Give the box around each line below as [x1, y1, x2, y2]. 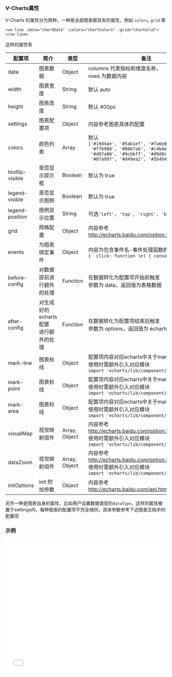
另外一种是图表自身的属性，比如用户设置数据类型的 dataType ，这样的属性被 [5, 500, 163, 506]
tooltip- [8, 168, 27, 175]
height [8, 103, 24, 110]
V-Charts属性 [5, 4, 39, 11]
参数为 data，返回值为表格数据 [88, 282, 162, 289]
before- [8, 274, 27, 282]
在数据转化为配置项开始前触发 [88, 274, 160, 281]
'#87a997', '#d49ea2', [91, 156, 146, 162]
